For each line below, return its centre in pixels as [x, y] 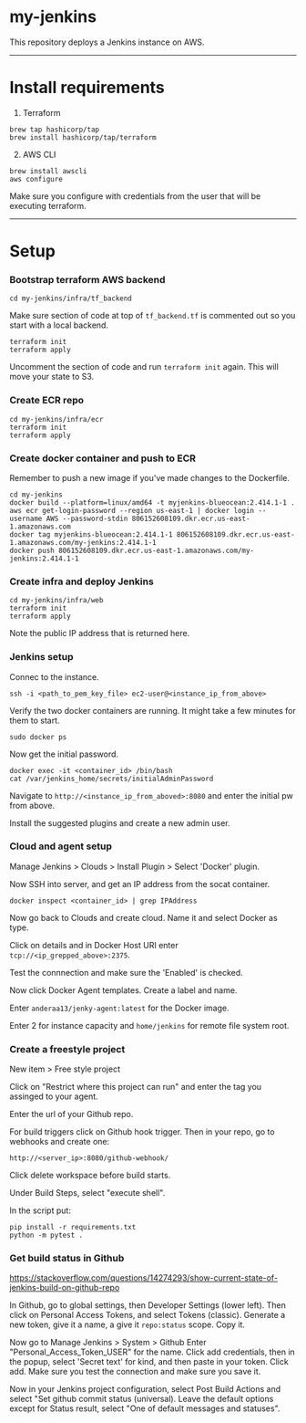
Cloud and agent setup [61, 846]
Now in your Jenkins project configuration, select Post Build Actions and [145, 1389]
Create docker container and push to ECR [103, 458]
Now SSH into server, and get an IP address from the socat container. [140, 884]
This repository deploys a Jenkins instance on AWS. [107, 42]
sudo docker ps [38, 737]
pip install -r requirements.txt [73, 1228]
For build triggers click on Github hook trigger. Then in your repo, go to [142, 1132]
